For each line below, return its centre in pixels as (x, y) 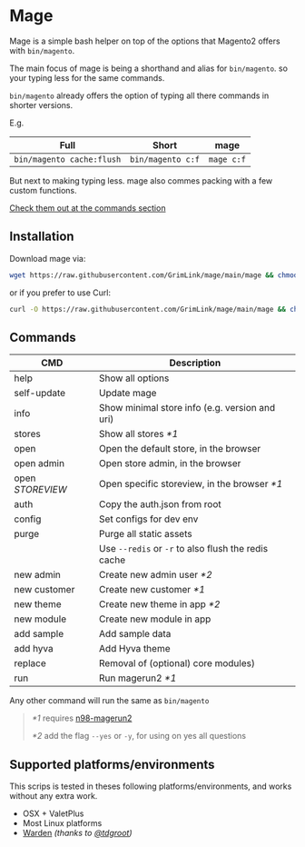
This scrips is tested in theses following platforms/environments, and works (151, 786)
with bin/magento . (42, 50)
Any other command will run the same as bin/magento (109, 701)
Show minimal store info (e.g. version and (187, 408)
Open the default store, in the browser (180, 449)
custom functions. (43, 190)
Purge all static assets (145, 534)
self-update (40, 394)
